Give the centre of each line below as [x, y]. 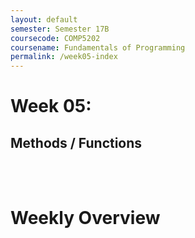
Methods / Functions [76, 142]
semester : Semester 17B [60, 29]
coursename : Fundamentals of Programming [98, 47]
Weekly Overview [85, 218]
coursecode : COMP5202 [55, 38]
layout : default [44, 19]
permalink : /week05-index [64, 57]
